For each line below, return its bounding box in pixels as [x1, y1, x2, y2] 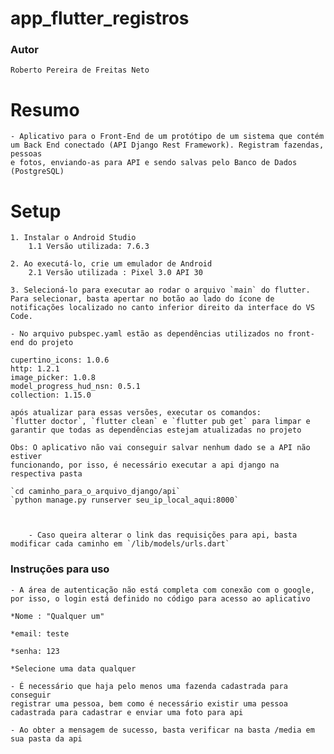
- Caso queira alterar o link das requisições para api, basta [28, 530, 298, 541]
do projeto [28, 338, 74, 348]
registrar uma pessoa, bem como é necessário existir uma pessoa [10, 698, 288, 709]
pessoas [10, 149, 43, 159]
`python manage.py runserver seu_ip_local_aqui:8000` [10, 495, 240, 506]
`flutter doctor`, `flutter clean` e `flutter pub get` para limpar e [10, 417, 311, 427]
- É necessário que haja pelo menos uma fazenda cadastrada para [10, 681, 288, 691]
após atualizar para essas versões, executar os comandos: [10, 408, 262, 418]
